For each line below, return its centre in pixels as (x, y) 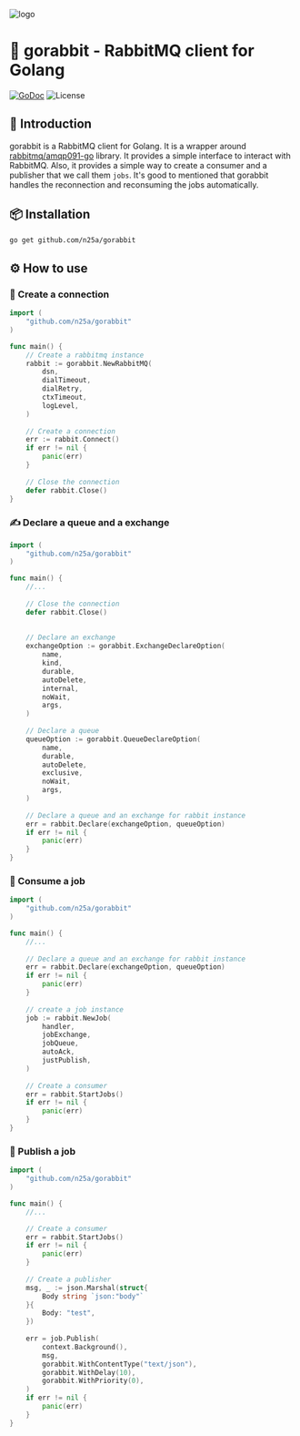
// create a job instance (75, 1009)
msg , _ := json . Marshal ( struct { (87, 1288)
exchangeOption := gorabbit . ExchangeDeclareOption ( (125, 647)
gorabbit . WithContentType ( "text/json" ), (120, 1364)
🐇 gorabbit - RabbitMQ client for (132, 51)
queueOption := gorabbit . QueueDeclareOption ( (114, 739)
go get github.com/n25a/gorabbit (73, 240)
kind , (53, 663)
